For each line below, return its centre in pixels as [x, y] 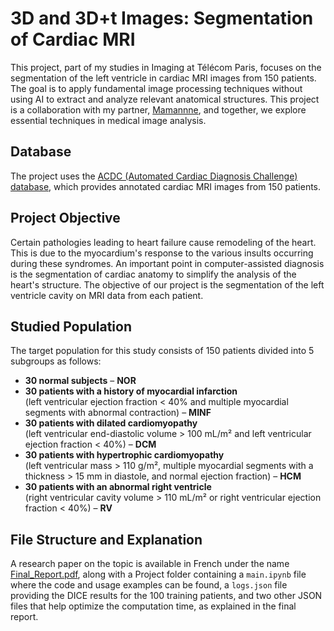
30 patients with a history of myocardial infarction [131, 391]
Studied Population [71, 326]
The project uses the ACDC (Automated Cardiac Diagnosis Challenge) [154, 176]
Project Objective [65, 218]
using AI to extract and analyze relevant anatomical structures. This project [165, 99]
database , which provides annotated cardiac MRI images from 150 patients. [166, 186]
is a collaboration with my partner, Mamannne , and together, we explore [158, 109]
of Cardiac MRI [73, 39]
